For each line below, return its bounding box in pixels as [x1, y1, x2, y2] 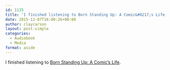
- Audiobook [10, 36, 36, 41]
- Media [10, 41, 26, 46]
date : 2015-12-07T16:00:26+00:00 [5, 17, 76, 22]
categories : [5, 31, 31, 36]
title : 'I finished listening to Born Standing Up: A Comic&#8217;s [5, 12, 154, 17]
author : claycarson [5, 21, 47, 27]
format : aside [5, 45, 36, 50]
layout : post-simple [5, 26, 49, 31]
